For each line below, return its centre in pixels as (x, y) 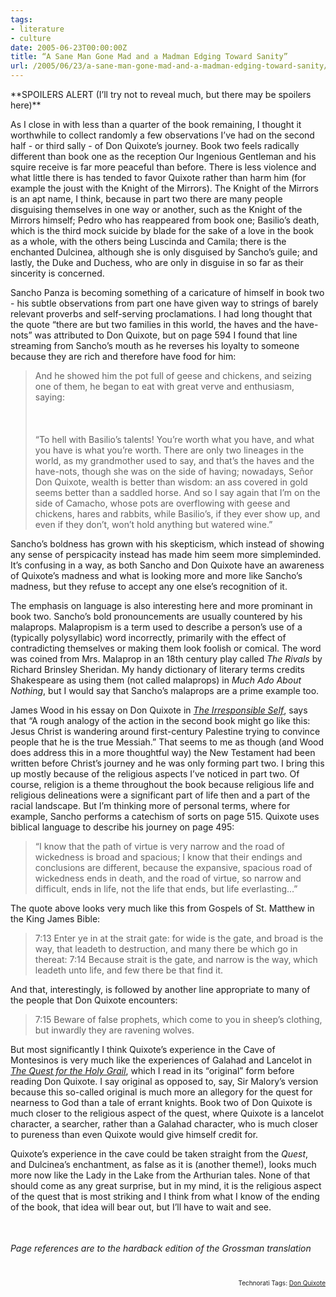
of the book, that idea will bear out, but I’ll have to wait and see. (141, 1207)
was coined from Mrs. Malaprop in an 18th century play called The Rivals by (166, 659)
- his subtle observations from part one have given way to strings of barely (164, 303)
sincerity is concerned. (57, 273)
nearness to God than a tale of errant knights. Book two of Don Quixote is (161, 1102)
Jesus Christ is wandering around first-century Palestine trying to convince (165, 731)
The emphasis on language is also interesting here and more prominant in (161, 605)
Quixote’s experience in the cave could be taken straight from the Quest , (159, 1154)
